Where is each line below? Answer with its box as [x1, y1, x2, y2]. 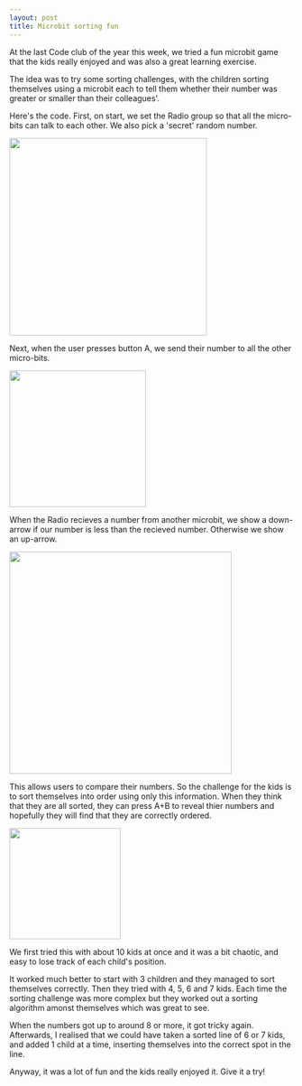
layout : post [9, 13, 59, 23]
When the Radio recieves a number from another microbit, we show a [9, 514, 268, 524]
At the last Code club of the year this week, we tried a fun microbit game [9, 46, 279, 57]
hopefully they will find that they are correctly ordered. [9, 810, 212, 821]
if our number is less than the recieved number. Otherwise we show [32, 524, 284, 534]
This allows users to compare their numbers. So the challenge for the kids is [9, 781, 292, 792]
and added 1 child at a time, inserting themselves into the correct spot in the [9, 1039, 291, 1050]
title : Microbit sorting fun [9, 22, 119, 31]
